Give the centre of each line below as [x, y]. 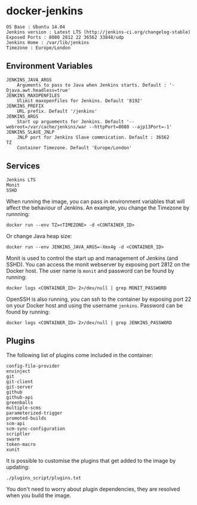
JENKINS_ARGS [22, 116]
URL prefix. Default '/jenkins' [57, 111]
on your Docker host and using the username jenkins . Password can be [95, 305]
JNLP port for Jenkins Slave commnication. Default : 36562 [93, 137]
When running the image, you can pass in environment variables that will [96, 201]
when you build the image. [39, 495]
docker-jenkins [45, 11]
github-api [20, 398]
